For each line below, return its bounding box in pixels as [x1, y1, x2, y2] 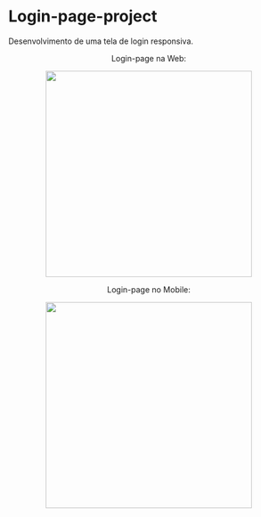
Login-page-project [8, 6, 158, 27]
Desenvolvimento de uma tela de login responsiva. [8, 36, 193, 46]
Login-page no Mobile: [107, 283, 191, 295]
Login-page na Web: [110, 53, 187, 63]
